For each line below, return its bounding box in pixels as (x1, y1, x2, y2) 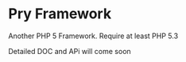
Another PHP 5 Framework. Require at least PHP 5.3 (8, 31, 179, 41)
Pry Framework (8, 5, 112, 23)
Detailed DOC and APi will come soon (8, 46, 131, 56)
